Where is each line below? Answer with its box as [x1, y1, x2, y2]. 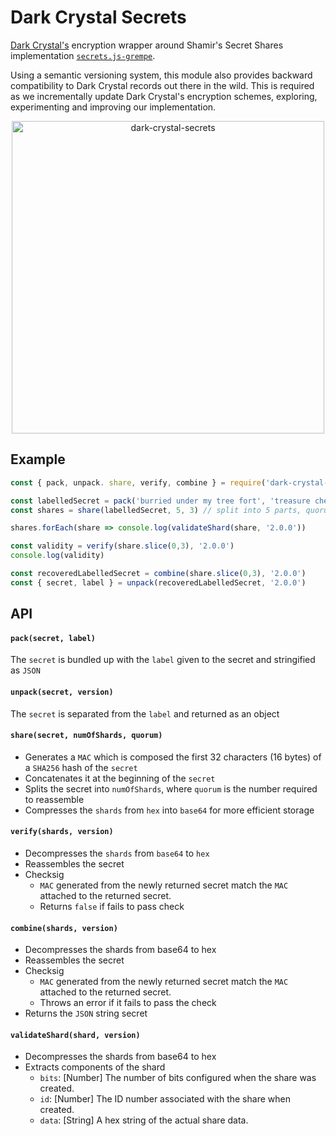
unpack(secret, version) [10, 687, 114, 697]
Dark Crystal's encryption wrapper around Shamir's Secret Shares [10, 39, 284, 51]
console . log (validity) [10, 551, 105, 561]
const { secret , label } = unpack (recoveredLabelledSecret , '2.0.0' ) [10, 577, 307, 588]
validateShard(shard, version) [10, 1030, 141, 1040]
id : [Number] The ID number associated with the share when [39, 1093, 291, 1105]
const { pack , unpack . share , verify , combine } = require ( [10, 477, 267, 488]
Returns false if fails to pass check [39, 900, 185, 912]
